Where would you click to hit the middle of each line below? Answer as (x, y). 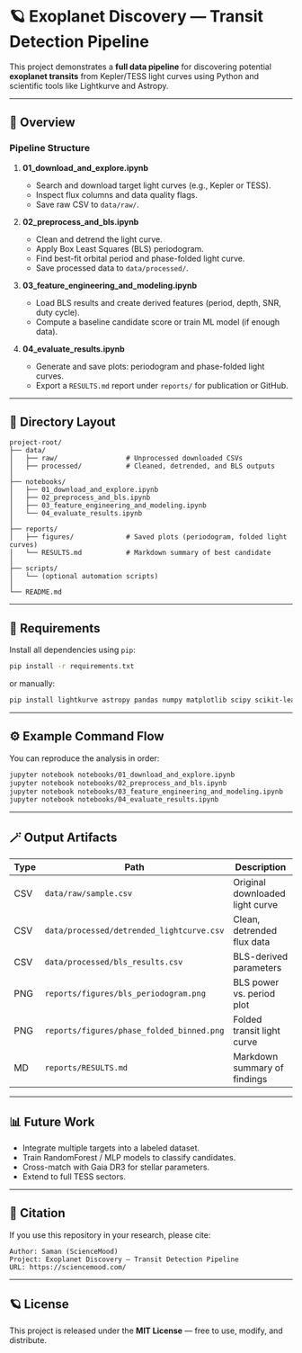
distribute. (28, 1340)
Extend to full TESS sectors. (74, 1176)
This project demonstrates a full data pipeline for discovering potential (141, 67)
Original (250, 883)
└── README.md (36, 592)
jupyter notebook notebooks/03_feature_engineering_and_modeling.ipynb (146, 792)
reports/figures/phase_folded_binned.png (134, 1031)
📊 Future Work (52, 1121)
